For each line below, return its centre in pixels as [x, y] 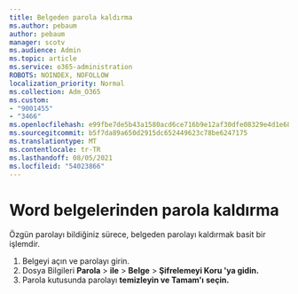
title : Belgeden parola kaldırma [71, 17]
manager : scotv [37, 42]
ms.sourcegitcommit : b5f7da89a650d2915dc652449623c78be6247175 [129, 133]
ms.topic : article [43, 59]
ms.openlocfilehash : [47, 125]
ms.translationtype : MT [53, 141]
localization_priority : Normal [67, 83]
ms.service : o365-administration [71, 68]
